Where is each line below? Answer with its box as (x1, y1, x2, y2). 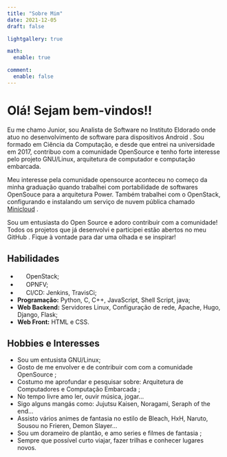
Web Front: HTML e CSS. (17, 318, 89, 326)
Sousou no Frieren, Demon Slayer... (17, 422, 118, 430)
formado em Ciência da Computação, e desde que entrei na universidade (7, 140, 215, 148)
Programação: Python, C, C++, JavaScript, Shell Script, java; (17, 296, 191, 304)
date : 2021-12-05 (7, 17, 57, 23)
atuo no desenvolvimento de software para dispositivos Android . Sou (7, 132, 205, 141)
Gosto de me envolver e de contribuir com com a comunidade (17, 363, 193, 372)
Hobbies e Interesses (7, 337, 100, 349)
